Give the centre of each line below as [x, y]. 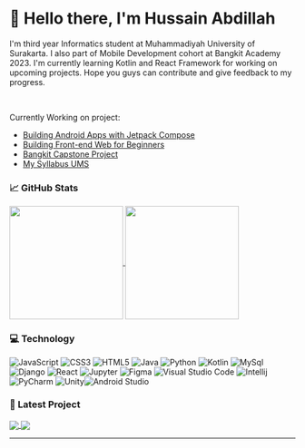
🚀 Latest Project [45, 404]
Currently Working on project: [65, 117]
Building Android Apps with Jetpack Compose [108, 134]
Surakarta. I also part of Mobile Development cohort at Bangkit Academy [145, 53]
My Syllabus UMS [56, 163]
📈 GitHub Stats [44, 188]
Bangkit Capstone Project [70, 154]
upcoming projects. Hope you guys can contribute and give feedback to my [151, 73]
